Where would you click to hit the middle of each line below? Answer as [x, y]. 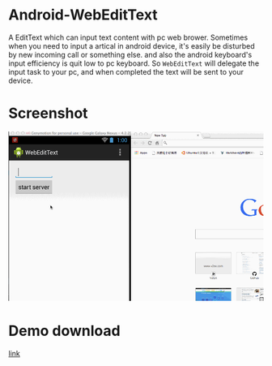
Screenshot [48, 113]
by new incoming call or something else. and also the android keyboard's [130, 54]
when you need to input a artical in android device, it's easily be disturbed [132, 45]
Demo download [64, 331]
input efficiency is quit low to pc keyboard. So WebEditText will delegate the [134, 63]
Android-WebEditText [83, 15]
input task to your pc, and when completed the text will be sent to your [126, 71]
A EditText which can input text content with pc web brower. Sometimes [128, 37]
